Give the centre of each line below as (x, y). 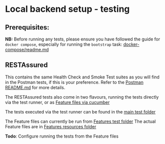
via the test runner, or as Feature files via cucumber (57, 102)
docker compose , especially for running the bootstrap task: (64, 44)
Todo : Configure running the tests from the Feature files (62, 136)
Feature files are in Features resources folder (51, 126)
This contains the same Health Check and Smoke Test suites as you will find (82, 77)
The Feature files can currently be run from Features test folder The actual (81, 121)
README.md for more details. (35, 87)
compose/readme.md (27, 50)
